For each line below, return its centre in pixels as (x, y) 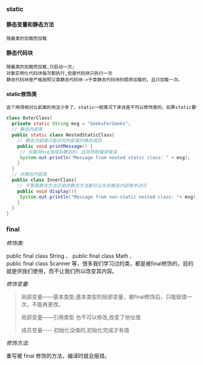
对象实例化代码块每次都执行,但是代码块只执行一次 (60, 74)
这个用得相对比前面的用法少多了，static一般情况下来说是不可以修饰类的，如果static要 (101, 107)
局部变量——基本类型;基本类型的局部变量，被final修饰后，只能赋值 (104, 297)
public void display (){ (47, 191)
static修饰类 (22, 94)
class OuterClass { (29, 118)
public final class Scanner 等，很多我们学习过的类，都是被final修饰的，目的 (100, 264)
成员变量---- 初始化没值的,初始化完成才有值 (75, 330)
